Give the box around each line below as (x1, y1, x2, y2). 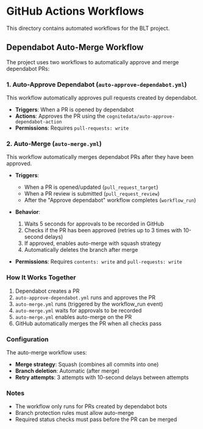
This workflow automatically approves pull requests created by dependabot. (6, 94, 198, 101)
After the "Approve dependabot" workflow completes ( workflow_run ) (24, 197, 196, 204)
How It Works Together (6, 273, 76, 282)
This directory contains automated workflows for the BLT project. (6, 24, 170, 32)
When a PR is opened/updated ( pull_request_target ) (24, 183, 158, 191)
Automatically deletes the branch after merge (24, 246, 138, 254)
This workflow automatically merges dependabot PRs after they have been (6, 153, 194, 161)
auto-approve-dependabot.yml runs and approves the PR (15, 293, 155, 301)
